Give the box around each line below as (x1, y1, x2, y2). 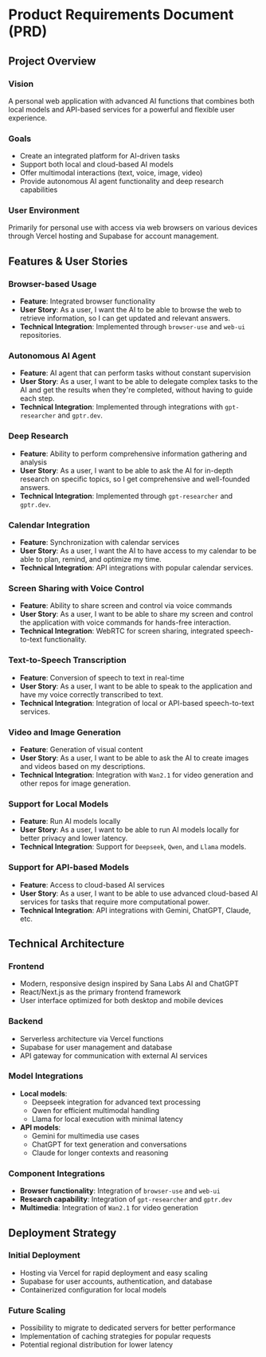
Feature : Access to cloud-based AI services (19, 880, 165, 889)
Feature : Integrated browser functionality (19, 296, 155, 306)
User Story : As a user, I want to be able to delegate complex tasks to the (19, 377, 259, 386)
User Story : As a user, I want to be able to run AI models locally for (19, 825, 240, 834)
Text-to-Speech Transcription (8, 655, 127, 666)
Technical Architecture (8, 936, 125, 950)
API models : (19, 1122, 61, 1132)
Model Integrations (8, 1070, 84, 1081)
